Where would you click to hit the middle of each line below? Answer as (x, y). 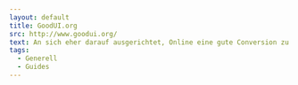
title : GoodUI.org (43, 26)
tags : (19, 50)
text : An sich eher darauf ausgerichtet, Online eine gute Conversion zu (149, 42)
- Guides (33, 67)
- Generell (37, 58)
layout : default (39, 17)
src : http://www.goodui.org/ (63, 34)
